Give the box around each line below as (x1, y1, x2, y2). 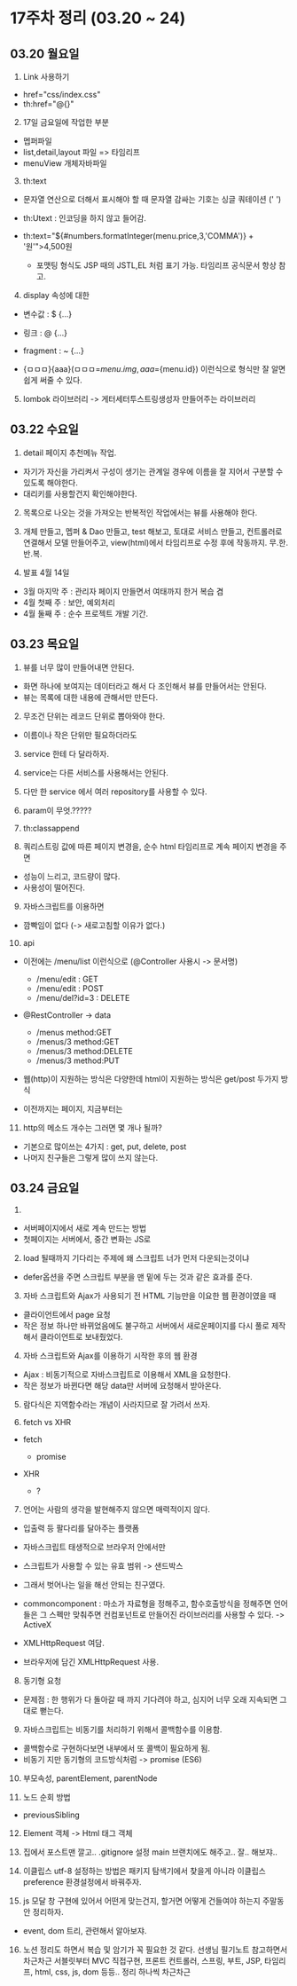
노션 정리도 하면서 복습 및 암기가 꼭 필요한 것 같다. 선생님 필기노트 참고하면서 (22, 1944, 288, 1955)
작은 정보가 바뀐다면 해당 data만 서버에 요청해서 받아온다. (22, 1381, 222, 1391)
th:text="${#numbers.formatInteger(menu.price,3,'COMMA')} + (22, 231, 254, 240)
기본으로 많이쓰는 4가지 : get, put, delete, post (22, 1141, 187, 1152)
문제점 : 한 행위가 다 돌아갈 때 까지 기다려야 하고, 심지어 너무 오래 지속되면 (22, 1694, 278, 1705)
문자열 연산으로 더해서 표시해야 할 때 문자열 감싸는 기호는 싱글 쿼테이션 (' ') (22, 194, 282, 204)
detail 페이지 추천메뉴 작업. (22, 447, 117, 458)
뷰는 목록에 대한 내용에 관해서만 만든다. (22, 691, 159, 702)
